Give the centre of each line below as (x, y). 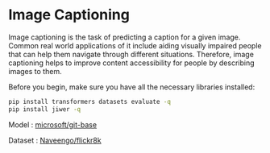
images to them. (35, 71)
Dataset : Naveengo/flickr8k (55, 140)
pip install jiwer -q (45, 109)
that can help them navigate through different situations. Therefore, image (131, 54)
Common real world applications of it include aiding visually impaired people (135, 45)
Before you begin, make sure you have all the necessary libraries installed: (132, 87)
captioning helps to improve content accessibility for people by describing (132, 63)
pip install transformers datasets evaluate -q (90, 101)
